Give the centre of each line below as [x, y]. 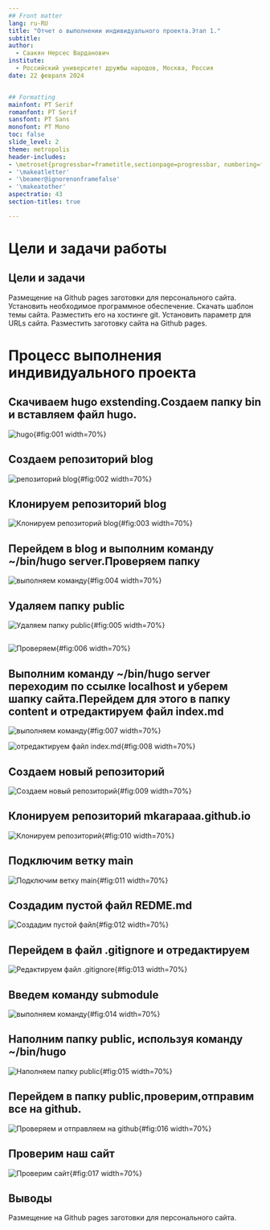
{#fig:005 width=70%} [128, 625]
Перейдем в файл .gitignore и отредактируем [129, 950]
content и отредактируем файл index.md [116, 711]
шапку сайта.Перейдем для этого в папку [119, 699]
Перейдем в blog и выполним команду [111, 549]
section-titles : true [45, 202]
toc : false [27, 135]
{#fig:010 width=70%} [138, 835]
